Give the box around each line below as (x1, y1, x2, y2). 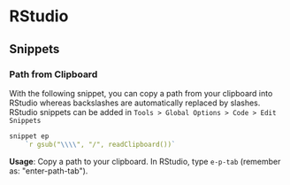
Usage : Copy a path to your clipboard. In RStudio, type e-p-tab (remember (9, 156, 281, 166)
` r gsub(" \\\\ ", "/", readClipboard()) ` (25, 140, 176, 149)
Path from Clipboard (9, 68, 98, 81)
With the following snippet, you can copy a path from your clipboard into (9, 88, 273, 98)
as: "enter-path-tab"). (9, 166, 88, 176)
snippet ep (9, 131, 50, 141)
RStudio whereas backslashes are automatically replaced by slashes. (9, 97, 261, 108)
